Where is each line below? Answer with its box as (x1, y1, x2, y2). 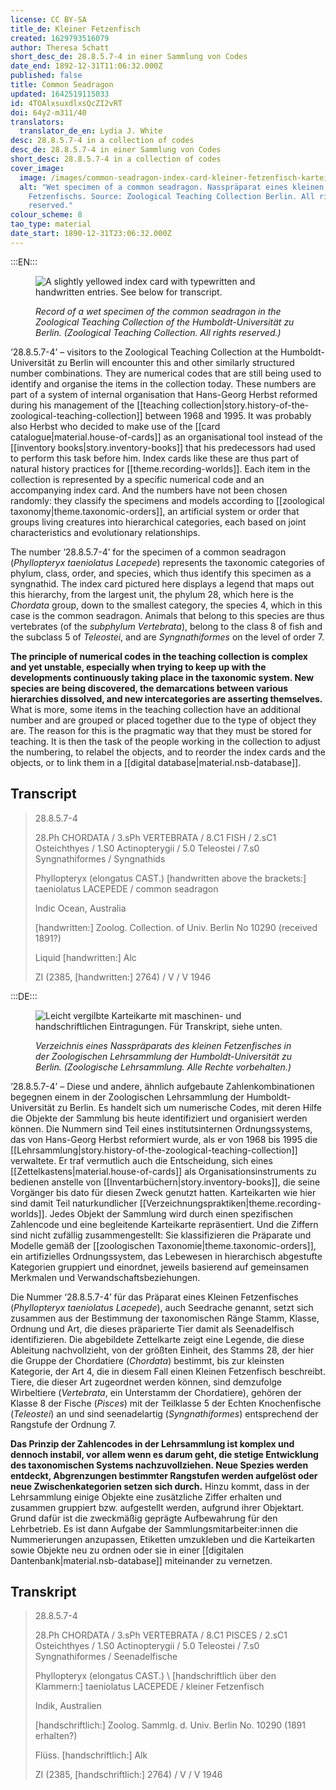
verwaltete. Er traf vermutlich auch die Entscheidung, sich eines (10, 1154, 273, 1166)
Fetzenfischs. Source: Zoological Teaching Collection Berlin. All (28, 191, 315, 201)
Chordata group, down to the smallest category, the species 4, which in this (10, 599, 323, 611)
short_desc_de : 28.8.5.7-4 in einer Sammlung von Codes (10, 52, 248, 62)
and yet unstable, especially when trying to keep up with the (10, 661, 267, 673)
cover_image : (10, 163, 65, 173)
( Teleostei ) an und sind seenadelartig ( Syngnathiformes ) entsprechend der (10, 1407, 319, 1420)
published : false (10, 71, 83, 81)
